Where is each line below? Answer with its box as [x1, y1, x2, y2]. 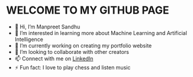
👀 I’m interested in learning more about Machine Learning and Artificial [14, 29, 188, 36]
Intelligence [14, 36, 43, 43]
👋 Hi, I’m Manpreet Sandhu [14, 23, 81, 30]
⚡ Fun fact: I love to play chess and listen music [14, 63, 131, 71]
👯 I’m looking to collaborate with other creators [14, 48, 129, 55]
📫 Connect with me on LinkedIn [14, 54, 94, 62]
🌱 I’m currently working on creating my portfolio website [14, 42, 152, 49]
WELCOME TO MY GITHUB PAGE [6, 4, 170, 17]
